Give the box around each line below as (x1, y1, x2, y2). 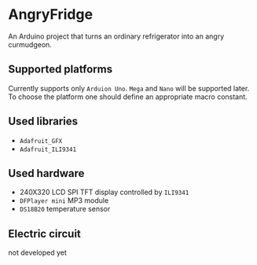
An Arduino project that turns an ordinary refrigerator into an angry (8, 31, 225, 41)
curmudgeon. (8, 39, 53, 49)
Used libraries (8, 115, 79, 128)
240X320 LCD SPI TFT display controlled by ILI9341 (19, 187, 189, 197)
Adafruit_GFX (19, 137, 63, 145)
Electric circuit (8, 226, 81, 241)
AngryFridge (8, 6, 93, 24)
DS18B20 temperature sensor (19, 204, 111, 214)
